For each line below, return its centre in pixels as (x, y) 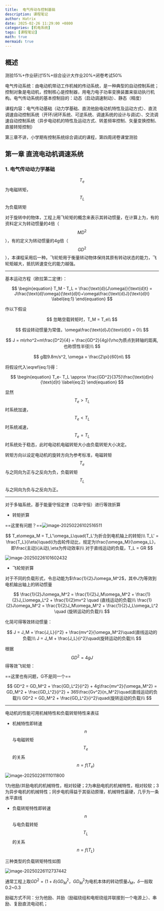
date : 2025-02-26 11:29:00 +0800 (39, 23)
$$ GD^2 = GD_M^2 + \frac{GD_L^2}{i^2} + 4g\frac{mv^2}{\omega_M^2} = (82, 686)
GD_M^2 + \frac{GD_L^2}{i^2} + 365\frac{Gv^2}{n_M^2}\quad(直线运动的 (80, 692)
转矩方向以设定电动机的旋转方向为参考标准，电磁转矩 (59, 455)
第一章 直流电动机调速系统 (44, 154)
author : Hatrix (20, 19)
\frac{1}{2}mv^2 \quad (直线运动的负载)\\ (95, 600)
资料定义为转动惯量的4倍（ (32, 223)
